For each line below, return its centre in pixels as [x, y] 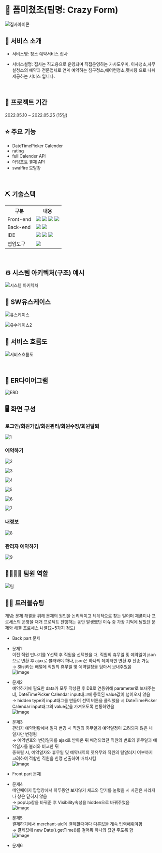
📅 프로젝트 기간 [26, 102]
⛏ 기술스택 [20, 194]
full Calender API [29, 156]
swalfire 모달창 [26, 168]
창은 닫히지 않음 [32, 796]
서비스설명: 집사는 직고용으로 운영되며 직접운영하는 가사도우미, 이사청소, [80, 64]
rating [18, 151]
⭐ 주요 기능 [21, 132]
